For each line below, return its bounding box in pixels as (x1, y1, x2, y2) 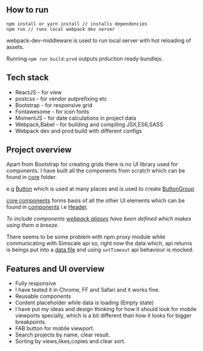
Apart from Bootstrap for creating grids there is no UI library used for (6, 160, 178, 168)
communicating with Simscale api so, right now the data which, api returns (6, 240, 193, 247)
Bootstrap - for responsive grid (15, 101, 93, 108)
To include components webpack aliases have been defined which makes (6, 215, 191, 223)
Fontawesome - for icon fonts (15, 108, 90, 115)
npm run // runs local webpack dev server (6, 26, 115, 32)
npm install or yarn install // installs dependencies (6, 21, 148, 27)
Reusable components (15, 293, 72, 300)
